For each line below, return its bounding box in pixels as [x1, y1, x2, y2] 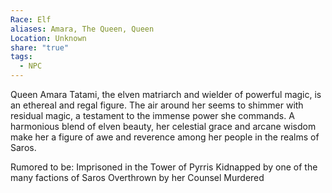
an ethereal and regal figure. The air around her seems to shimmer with [10, 99, 304, 111]
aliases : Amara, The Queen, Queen [10, 24, 155, 34]
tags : [10, 52, 33, 62]
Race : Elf [10, 14, 52, 25]
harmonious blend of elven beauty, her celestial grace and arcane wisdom [10, 121, 317, 132]
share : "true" [10, 42, 70, 53]
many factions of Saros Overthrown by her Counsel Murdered [10, 172, 265, 183]
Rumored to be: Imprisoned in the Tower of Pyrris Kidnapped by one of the [10, 161, 318, 173]
